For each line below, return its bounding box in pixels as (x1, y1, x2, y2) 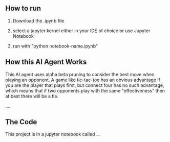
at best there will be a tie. (5, 93, 59, 99)
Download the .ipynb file (12, 17, 65, 23)
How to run (5, 4, 41, 13)
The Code (5, 117, 37, 127)
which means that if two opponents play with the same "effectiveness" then (5, 87, 165, 93)
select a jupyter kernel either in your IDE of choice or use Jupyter (12, 28, 151, 34)
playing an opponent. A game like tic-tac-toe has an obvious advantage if (5, 77, 160, 83)
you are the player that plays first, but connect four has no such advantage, (5, 82, 164, 88)
